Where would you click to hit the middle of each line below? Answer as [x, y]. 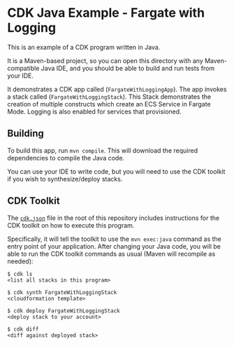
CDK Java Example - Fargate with [106, 13]
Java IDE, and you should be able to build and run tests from [128, 68]
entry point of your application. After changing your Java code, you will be [114, 246]
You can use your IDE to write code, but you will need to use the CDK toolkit [116, 171]
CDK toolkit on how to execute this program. [71, 225]
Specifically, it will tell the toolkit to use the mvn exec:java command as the [115, 239]
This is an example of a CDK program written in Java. [84, 47]
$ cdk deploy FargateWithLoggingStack [64, 311]
